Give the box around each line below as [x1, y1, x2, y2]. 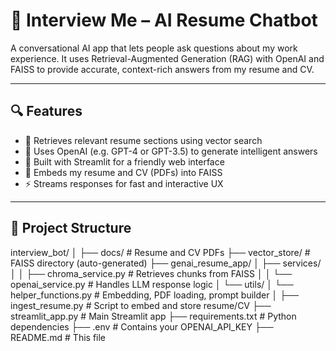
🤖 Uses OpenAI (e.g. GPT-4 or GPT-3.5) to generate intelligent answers [24, 145, 318, 157]
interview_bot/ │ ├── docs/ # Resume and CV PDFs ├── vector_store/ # [10, 246, 311, 258]
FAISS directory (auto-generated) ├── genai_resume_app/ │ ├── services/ [10, 257, 322, 269]
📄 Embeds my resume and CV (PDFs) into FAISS [24, 166, 223, 178]
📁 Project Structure [10, 220, 132, 237]
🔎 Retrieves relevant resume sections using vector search [24, 134, 263, 146]
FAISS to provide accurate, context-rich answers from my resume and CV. [10, 63, 315, 75]
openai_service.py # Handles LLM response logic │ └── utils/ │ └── [10, 278, 294, 290]
